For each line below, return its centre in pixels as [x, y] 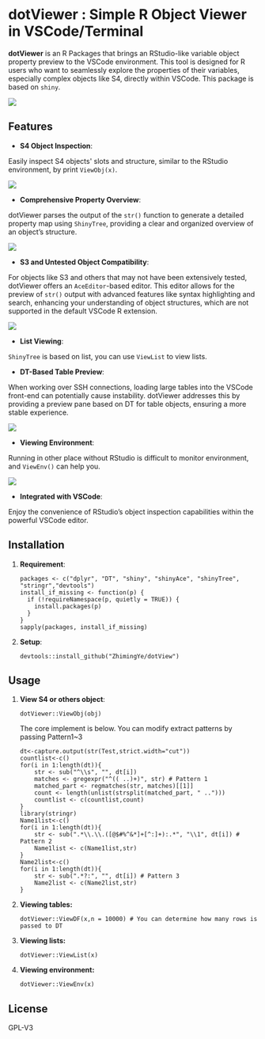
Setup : [31, 642]
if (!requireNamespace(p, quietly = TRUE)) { [103, 599]
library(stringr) [48, 814]
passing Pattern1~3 [51, 737]
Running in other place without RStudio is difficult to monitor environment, [129, 457]
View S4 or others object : [62, 700]
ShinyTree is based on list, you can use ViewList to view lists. [108, 356]
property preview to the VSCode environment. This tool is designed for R [127, 62]
